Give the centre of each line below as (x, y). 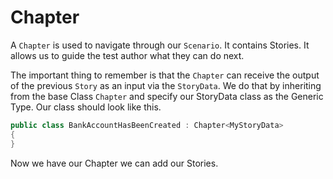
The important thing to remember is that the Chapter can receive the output (165, 75)
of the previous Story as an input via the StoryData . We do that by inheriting (166, 85)
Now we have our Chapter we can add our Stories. (114, 163)
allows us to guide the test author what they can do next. (127, 55)
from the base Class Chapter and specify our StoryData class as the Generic (167, 96)
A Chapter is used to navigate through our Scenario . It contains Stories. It (160, 45)
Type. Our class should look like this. (86, 107)
